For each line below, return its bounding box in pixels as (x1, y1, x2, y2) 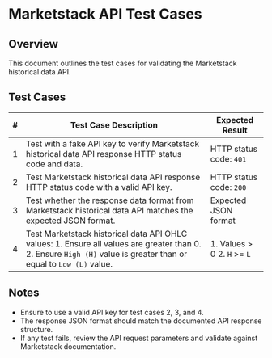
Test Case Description (70, 119, 158, 130)
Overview (8, 37, 59, 51)
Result (222, 124, 249, 136)
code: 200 (210, 181, 247, 192)
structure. (19, 324, 53, 334)
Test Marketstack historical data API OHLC (25, 228, 188, 239)
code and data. (25, 158, 83, 170)
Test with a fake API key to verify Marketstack (25, 138, 200, 150)
